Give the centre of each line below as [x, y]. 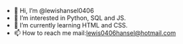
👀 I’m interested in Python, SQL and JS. [70, 18]
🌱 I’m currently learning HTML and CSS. [71, 25]
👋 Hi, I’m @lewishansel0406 [54, 11]
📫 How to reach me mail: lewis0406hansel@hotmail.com [95, 33]
